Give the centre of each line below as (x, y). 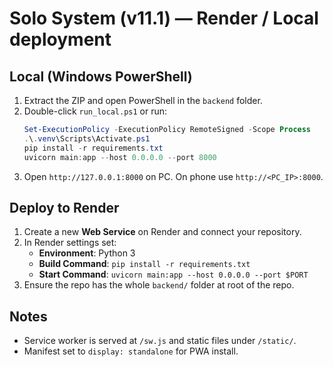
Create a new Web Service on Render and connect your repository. (162, 232)
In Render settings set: (70, 243)
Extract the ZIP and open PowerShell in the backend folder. (143, 100)
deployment (60, 39)
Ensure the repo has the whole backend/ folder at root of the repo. (159, 285)
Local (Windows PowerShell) (101, 76)
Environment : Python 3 (87, 253)
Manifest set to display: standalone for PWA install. (131, 351)
